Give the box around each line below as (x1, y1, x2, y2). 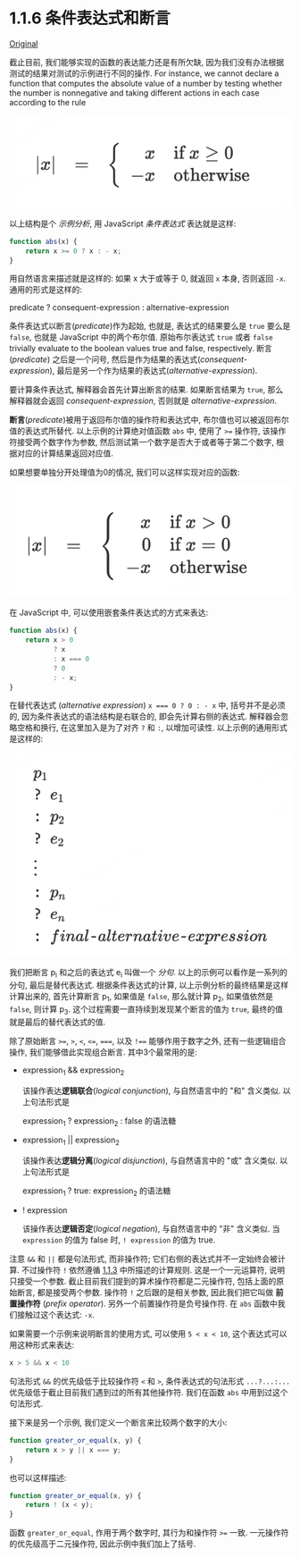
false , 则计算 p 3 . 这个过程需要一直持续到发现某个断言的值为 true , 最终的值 (9, 1004, 284, 1016)
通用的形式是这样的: (9, 284, 83, 295)
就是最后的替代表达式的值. (9, 1016, 106, 1027)
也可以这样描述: (9, 1472, 67, 1483)
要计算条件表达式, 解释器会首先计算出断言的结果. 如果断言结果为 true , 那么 (9, 384, 284, 395)
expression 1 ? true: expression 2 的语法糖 (21, 1185, 171, 1198)
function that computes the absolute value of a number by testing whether (9, 78, 283, 88)
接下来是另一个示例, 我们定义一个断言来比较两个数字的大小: (9, 1417, 228, 1427)
